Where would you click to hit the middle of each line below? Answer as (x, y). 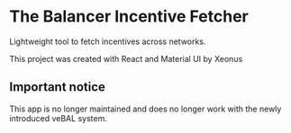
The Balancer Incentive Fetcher (129, 17)
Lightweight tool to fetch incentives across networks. (108, 41)
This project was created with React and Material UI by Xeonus (126, 58)
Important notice (58, 87)
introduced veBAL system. (59, 118)
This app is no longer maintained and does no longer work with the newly (145, 109)
